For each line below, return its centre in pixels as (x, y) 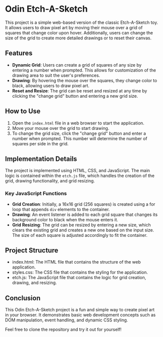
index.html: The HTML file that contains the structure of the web (76, 262)
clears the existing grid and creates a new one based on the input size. (83, 230)
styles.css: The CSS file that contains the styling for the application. (80, 272)
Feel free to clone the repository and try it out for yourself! (63, 330)
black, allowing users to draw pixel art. (51, 86)
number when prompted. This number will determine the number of (80, 138)
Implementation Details (41, 159)
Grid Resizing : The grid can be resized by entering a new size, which (81, 225)
